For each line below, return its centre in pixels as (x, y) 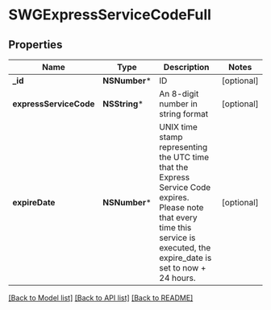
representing (183, 147)
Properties (35, 45)
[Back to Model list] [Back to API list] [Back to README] (101, 298)
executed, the (185, 248)
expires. (174, 197)
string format (183, 114)
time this (175, 227)
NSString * (123, 104)
